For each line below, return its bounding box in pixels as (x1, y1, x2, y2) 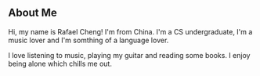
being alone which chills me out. (8, 59, 112, 68)
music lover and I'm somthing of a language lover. (8, 35, 169, 45)
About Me (8, 6, 57, 20)
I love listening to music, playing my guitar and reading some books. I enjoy (8, 50, 251, 60)
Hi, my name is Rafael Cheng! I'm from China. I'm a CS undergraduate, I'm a (8, 27, 253, 36)
